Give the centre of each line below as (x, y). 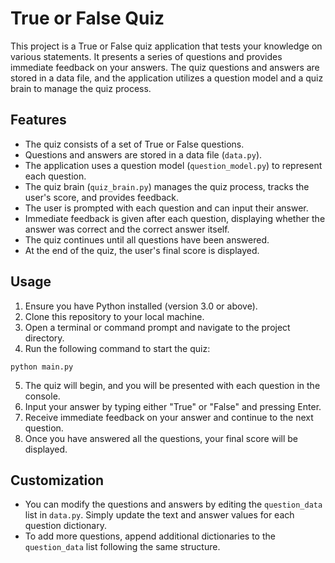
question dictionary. (66, 526)
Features (38, 120)
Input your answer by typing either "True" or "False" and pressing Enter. (173, 406)
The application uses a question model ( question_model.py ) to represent (173, 165)
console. (42, 396)
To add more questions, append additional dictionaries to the (150, 536)
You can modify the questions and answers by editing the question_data (173, 504)
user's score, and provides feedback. (102, 197)
